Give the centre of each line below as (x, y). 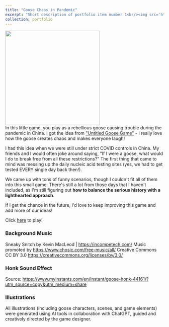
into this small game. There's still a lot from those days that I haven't (76, 185)
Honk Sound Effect (29, 268)
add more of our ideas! (29, 211)
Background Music (29, 233)
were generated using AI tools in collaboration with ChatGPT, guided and (81, 314)
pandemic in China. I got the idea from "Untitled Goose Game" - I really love (84, 133)
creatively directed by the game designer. (48, 319)
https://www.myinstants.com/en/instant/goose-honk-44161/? (86, 279)
